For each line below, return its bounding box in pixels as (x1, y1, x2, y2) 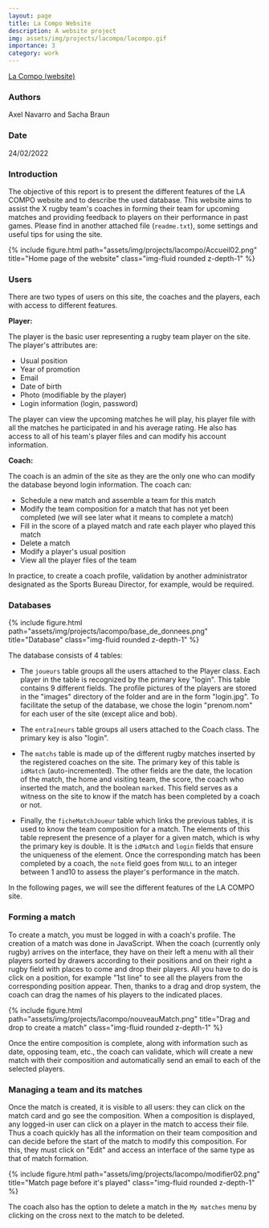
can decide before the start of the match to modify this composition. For (8, 1137, 247, 1147)
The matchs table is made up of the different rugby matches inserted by (19, 749, 255, 758)
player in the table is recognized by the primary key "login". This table (19, 674, 251, 685)
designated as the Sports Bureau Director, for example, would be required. (8, 579, 255, 589)
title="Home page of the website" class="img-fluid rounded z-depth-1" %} (8, 253, 255, 263)
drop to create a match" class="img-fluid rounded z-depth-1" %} (8, 1023, 223, 1032)
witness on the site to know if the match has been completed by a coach (19, 791, 260, 802)
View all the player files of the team (19, 555, 137, 565)
